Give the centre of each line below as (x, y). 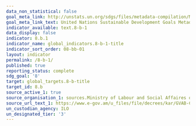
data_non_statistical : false (41, 11)
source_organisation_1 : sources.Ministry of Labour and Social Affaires (96, 98)
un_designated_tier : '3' (36, 114)
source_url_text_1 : (30, 103)
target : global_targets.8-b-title (48, 82)
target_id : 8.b (24, 87)
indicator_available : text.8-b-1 (47, 28)
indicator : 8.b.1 (27, 38)
